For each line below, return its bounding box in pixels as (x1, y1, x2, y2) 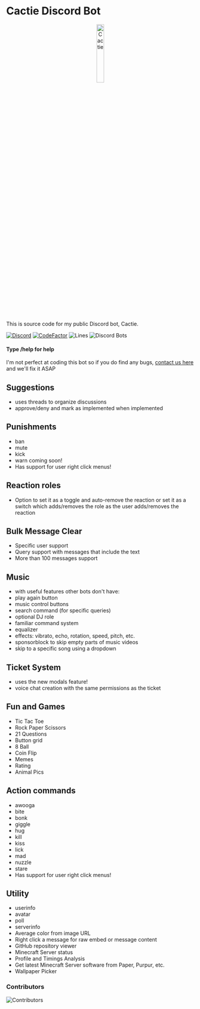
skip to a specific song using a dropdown (14, 645, 116, 652)
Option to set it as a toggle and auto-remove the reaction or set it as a (14, 496, 186, 503)
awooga (14, 801, 35, 808)
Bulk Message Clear (6, 526, 82, 536)
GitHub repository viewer (14, 942, 77, 950)
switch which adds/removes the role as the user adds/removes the (14, 503, 179, 510)
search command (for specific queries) (14, 607, 112, 614)
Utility (6, 888, 29, 899)
